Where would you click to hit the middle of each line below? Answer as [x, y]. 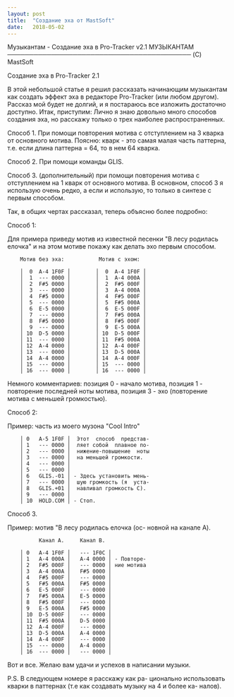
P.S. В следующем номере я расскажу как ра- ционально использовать [116, 679]
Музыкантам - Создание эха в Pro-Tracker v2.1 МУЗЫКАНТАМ [101, 47]
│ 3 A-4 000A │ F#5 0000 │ [66, 572]
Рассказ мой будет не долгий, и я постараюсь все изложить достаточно [117, 105]
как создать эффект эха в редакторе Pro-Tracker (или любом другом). [113, 97]
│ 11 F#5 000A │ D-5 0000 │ [66, 621]
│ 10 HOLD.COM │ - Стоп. [58, 501]
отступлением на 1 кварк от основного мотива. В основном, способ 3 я [115, 183]
